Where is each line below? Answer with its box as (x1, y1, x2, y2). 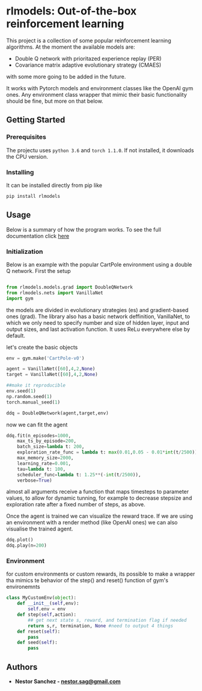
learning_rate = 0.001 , (17, 460, 71, 467)
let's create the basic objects (6, 343, 78, 351)
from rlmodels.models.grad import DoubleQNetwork (6, 284, 133, 290)
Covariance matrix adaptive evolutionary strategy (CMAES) (14, 61, 162, 69)
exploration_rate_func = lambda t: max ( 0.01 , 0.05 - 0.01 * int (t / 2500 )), (17, 449, 200, 455)
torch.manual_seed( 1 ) (6, 399, 61, 405)
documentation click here (6, 232, 70, 239)
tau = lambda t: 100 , (17, 466, 66, 472)
